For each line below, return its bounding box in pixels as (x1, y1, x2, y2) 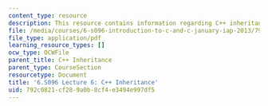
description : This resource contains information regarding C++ (8, 19, 227, 27)
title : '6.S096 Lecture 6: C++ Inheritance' (8, 78, 159, 86)
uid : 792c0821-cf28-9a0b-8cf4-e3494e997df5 (8, 85, 156, 94)
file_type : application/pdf (8, 33, 102, 42)
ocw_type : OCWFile (8, 49, 69, 57)
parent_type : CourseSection (8, 64, 102, 72)
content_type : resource (8, 11, 88, 20)
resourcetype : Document (8, 71, 88, 79)
